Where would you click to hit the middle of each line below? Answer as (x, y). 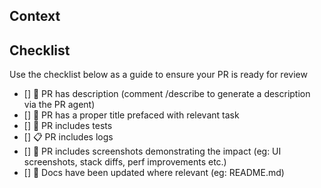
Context (35, 16)
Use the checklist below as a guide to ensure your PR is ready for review (158, 75)
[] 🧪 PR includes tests (68, 126)
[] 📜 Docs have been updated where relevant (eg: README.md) (154, 173)
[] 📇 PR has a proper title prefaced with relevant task (131, 115)
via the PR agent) (59, 105)
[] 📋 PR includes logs (68, 137)
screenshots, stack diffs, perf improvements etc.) (125, 162)
